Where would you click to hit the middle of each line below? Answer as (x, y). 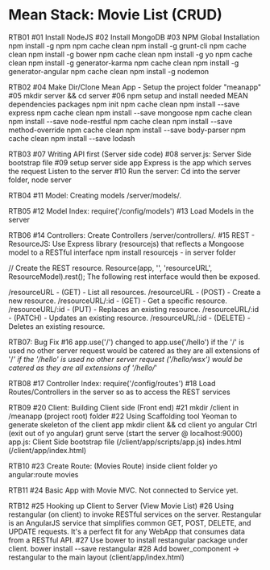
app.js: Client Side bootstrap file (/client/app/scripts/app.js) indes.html (125, 442)
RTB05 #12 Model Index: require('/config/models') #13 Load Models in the (131, 210)
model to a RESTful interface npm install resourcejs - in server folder (122, 252)
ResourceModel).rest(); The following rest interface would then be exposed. (134, 277)
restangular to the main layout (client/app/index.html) (97, 557)
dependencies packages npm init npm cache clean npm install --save (124, 104)
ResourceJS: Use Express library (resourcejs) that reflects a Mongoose (126, 243)
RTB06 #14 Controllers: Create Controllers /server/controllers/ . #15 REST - (132, 235)
